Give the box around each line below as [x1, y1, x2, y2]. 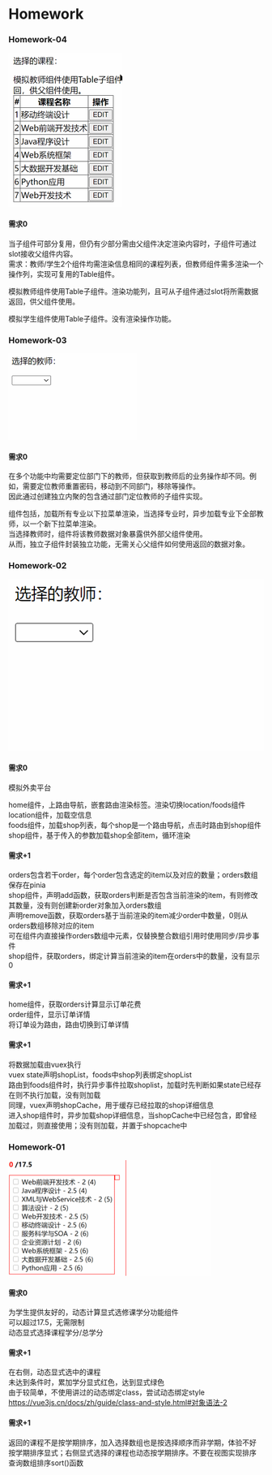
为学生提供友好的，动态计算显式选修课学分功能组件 [8, 1308, 179, 1318]
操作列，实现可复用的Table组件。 [8, 269, 119, 278]
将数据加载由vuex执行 [8, 1059, 82, 1069]
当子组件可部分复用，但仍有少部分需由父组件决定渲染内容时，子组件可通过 [8, 239, 257, 248]
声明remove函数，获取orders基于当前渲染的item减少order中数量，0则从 [8, 911, 249, 921]
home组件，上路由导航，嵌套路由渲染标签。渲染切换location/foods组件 [8, 800, 246, 809]
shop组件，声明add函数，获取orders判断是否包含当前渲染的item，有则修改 [8, 891, 258, 900]
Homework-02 [8, 560, 67, 571]
